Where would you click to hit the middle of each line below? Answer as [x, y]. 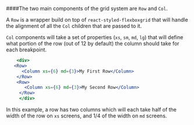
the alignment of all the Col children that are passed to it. [74, 26]
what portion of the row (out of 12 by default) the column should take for [93, 44]
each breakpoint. [27, 50]
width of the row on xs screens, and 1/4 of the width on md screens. [87, 116]
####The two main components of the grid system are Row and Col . [87, 8]
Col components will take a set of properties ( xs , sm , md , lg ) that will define [95, 37]
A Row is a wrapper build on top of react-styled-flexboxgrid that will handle [97, 20]
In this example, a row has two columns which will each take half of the [91, 110]
